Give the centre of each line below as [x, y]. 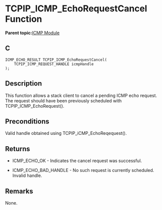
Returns [18, 149]
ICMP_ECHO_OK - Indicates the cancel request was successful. [77, 161]
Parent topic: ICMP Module [32, 33]
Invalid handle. [27, 175]
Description [23, 84]
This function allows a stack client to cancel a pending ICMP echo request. [81, 95]
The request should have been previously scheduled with [63, 101]
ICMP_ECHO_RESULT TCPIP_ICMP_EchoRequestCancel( [56, 60]
